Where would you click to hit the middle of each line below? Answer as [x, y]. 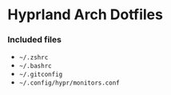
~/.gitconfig [41, 75]
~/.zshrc [34, 57]
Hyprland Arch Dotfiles [85, 15]
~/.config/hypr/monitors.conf [70, 83]
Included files [34, 40]
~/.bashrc [36, 66]
